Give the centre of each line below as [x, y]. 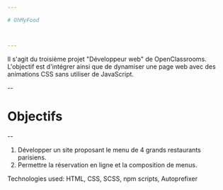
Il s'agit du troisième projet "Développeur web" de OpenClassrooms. [107, 59]
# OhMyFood [23, 20]
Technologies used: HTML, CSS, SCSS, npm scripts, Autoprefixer [103, 179]
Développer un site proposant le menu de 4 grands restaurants [109, 150]
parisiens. [32, 157]
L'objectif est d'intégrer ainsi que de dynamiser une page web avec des [111, 66]
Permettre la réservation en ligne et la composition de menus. [107, 164]
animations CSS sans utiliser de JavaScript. [71, 74]
